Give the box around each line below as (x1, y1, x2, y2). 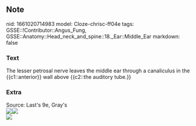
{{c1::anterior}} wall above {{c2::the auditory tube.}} (6, 74, 131, 81)
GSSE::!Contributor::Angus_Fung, (6, 26, 87, 34)
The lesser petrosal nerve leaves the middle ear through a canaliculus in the (6, 67, 190, 74)
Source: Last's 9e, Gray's (6, 101, 68, 108)
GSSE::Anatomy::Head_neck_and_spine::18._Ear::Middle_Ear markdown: (6, 32, 181, 40)
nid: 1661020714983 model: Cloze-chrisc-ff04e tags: (6, 20, 134, 27)
